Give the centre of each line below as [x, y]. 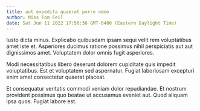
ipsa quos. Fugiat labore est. [41, 101]
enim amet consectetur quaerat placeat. [56, 77]
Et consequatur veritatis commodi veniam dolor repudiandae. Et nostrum [97, 89]
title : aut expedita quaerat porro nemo [58, 12]
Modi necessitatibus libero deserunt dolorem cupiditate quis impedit [91, 64]
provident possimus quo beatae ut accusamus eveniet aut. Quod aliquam [97, 95]
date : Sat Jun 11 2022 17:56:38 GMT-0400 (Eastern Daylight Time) [92, 23]
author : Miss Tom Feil [35, 17]
